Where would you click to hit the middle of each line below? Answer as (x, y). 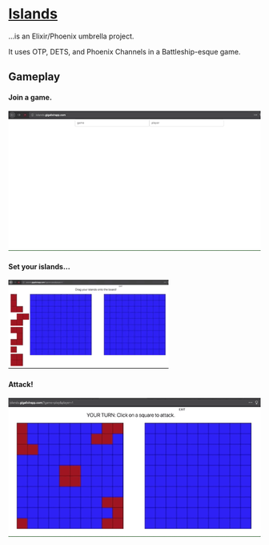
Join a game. (30, 97)
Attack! (21, 384)
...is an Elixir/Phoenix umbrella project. (71, 36)
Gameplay (34, 77)
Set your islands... (39, 266)
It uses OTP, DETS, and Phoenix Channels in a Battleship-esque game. (124, 51)
